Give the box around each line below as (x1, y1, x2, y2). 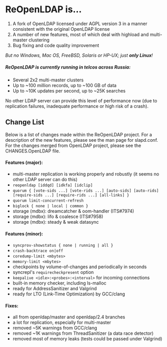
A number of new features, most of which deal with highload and (12, 31, 149, 37)
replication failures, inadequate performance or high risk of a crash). (5, 103, 149, 109)
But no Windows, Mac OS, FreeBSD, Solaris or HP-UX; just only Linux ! (5, 52, 153, 58)
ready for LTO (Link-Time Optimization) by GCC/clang (12, 291, 125, 297)
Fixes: (5, 302, 19, 309)
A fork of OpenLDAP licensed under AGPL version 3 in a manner (12, 20, 148, 27)
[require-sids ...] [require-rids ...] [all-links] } (12, 192, 129, 198)
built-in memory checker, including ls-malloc (12, 280, 107, 286)
